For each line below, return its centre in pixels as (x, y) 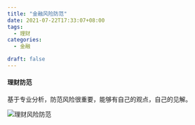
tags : (15, 27)
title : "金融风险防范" (37, 14)
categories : (25, 40)
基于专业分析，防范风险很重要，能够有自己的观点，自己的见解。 (99, 100)
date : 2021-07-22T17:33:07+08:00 (56, 20)
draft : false (26, 59)
